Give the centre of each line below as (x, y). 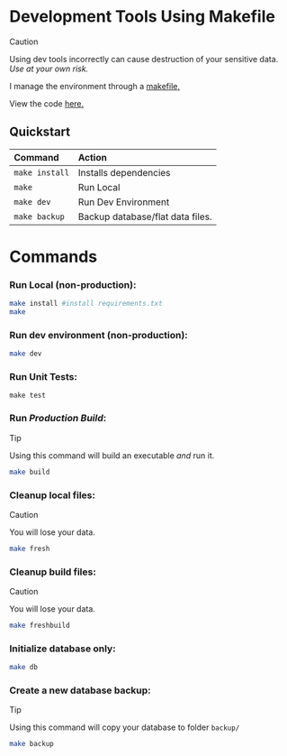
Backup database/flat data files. (145, 217)
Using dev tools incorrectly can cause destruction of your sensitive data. (144, 59)
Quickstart (40, 132)
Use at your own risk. (49, 69)
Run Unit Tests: (44, 377)
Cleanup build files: (53, 572)
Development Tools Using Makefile (143, 17)
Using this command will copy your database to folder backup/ (125, 727)
